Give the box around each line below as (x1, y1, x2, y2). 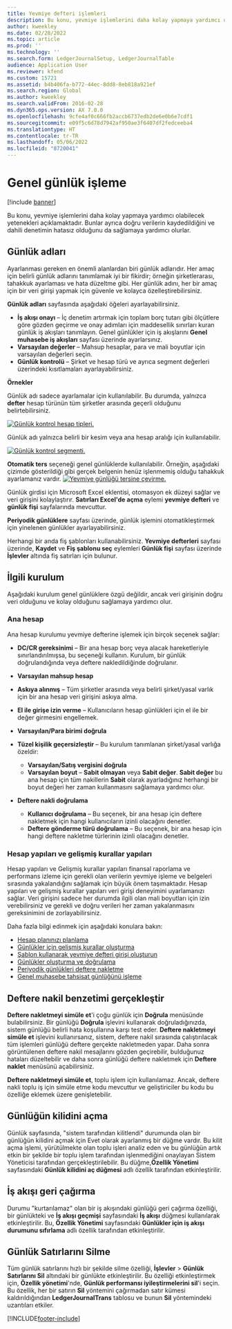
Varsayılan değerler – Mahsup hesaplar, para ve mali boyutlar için (17, 342, 206, 351)
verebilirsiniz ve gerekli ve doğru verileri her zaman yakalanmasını (7, 901, 195, 910)
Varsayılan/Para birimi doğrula (17, 726, 107, 735)
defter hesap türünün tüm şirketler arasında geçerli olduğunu (7, 398, 182, 407)
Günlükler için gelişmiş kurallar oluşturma (17, 943, 135, 951)
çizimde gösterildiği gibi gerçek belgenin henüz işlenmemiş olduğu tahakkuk (7, 467, 224, 475)
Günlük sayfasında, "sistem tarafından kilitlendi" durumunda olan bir (7, 1128, 201, 1137)
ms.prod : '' (7, 42, 41, 49)
